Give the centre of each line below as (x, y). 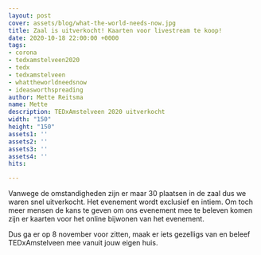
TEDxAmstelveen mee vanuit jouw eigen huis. (83, 243)
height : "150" (32, 127)
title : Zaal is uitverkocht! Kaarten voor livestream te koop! (115, 30)
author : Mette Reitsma (46, 97)
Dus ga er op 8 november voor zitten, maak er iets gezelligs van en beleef (129, 234)
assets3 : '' (28, 149)
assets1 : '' (28, 134)
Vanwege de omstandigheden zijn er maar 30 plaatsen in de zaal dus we (127, 194)
